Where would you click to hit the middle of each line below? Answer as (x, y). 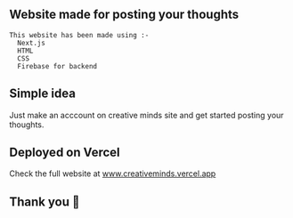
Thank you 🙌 (45, 202)
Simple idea (42, 94)
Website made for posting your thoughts (124, 15)
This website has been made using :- (79, 35)
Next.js (32, 43)
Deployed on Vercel (65, 153)
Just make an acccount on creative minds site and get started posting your (146, 115)
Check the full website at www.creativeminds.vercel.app (113, 174)
